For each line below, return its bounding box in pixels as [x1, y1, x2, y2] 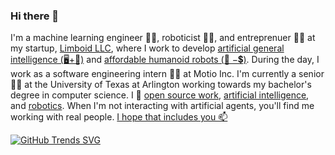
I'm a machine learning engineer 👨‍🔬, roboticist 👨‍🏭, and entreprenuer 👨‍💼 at [10, 32, 316, 44]
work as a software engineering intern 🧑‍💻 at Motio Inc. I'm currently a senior [10, 68, 325, 80]
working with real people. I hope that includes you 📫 [10, 111, 228, 123]
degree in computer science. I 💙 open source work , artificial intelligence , [10, 89, 310, 101]
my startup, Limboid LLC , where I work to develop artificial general [10, 42, 285, 54]
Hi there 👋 [10, 9, 60, 23]
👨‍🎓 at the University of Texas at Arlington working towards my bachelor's [10, 79, 312, 91]
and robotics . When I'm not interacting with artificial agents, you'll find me [10, 100, 315, 112]
